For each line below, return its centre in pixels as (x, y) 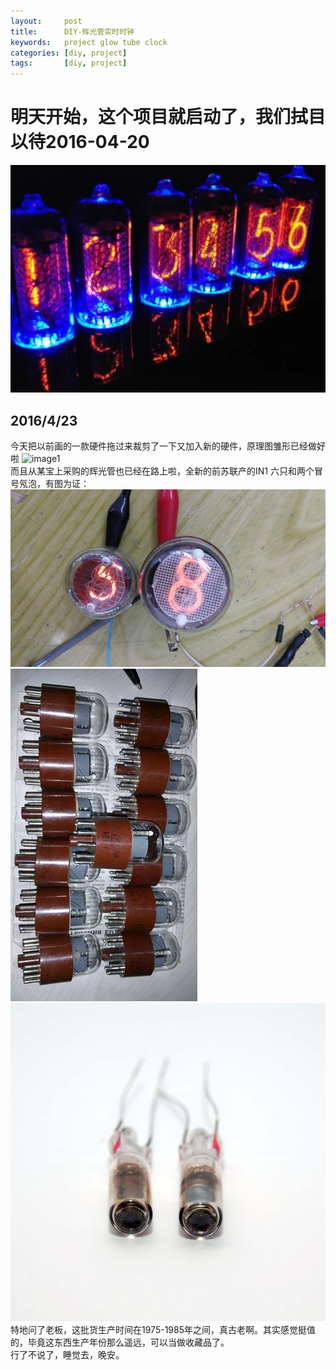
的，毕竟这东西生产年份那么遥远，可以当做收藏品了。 (120, 1342)
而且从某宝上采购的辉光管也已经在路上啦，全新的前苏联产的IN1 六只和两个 (162, 471)
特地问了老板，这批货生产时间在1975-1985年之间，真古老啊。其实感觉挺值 (163, 1330)
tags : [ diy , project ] (69, 63)
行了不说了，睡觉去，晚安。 (67, 1355)
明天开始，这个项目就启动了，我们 (151, 117)
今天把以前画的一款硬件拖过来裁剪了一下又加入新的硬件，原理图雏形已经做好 (168, 446)
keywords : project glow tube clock (89, 42)
